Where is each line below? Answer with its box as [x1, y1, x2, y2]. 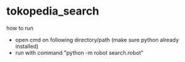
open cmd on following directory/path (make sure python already [15, 36, 179, 43]
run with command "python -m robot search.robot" [15, 49, 144, 56]
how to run [6, 24, 34, 32]
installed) [15, 43, 38, 50]
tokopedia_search [6, 4, 100, 18]
